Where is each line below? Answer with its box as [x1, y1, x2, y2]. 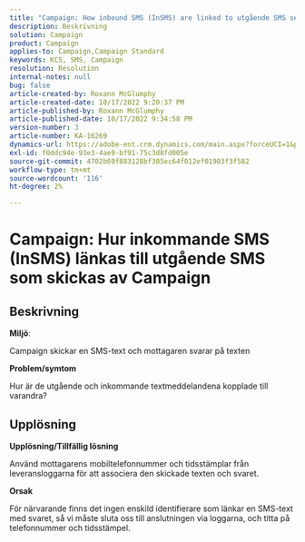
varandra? [9, 390, 47, 401]
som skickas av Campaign [9, 268, 212, 289]
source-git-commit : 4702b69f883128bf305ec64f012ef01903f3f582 [9, 156, 250, 166]
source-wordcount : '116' [9, 173, 103, 182]
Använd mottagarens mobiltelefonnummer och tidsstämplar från [9, 458, 250, 468]
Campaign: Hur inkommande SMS [9, 229, 271, 250]
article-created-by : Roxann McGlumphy [9, 89, 156, 98]
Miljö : [9, 328, 32, 339]
